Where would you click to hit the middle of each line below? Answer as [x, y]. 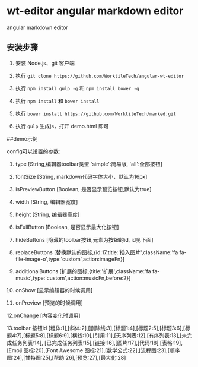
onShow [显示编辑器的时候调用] [54, 290]
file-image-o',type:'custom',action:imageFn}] [70, 259]
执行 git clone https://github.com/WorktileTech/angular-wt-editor [100, 75]
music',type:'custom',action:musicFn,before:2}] [73, 278]
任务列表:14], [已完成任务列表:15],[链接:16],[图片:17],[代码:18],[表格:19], [97, 343]
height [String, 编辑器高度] [47, 214]
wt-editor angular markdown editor [95, 11]
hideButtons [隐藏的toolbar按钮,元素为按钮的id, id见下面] [84, 239]
